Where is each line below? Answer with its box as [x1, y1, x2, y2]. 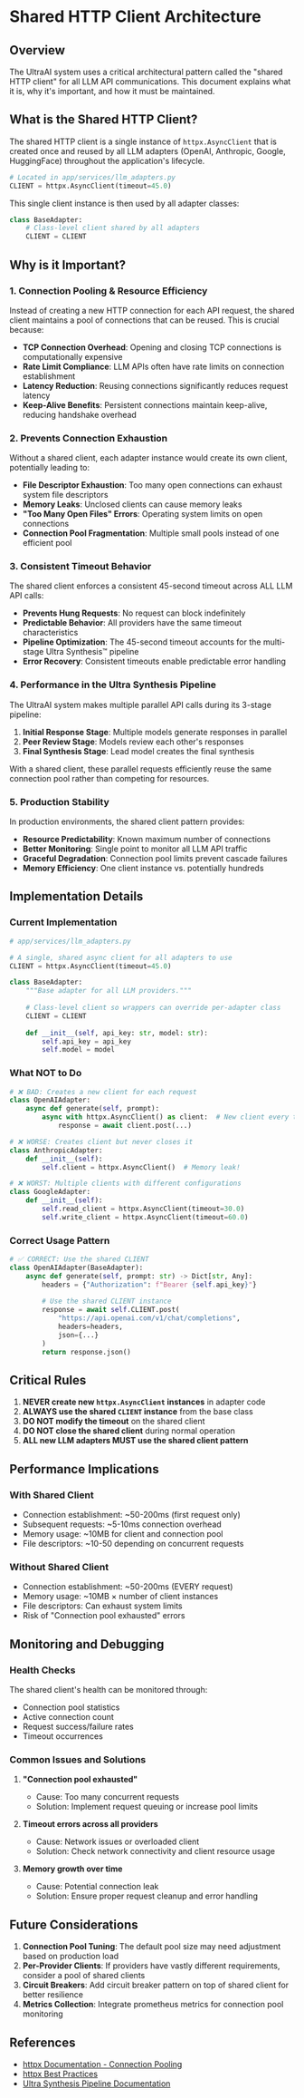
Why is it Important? [9, 257, 127, 273]
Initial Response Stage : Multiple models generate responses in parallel [22, 726, 288, 737]
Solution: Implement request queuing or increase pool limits [35, 1802, 259, 1812]
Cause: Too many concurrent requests [35, 1792, 180, 1802]
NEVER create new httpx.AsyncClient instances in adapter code [22, 1396, 266, 1407]
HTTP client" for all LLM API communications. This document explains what [9, 76, 291, 87]
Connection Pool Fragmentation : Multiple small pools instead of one [22, 528, 280, 539]
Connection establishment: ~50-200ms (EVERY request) [22, 1581, 233, 1592]
